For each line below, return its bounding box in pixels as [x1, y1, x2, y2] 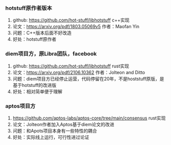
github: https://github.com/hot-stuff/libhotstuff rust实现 [12, 63, 130, 69]
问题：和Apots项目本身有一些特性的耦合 [12, 128, 97, 134]
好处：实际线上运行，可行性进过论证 [12, 134, 90, 140]
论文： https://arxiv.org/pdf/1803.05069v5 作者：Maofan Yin [12, 23, 140, 30]
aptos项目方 [5, 102, 36, 109]
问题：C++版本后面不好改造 [12, 30, 72, 36]
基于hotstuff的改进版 [12, 82, 56, 88]
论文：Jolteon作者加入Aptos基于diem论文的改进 [12, 121, 114, 127]
